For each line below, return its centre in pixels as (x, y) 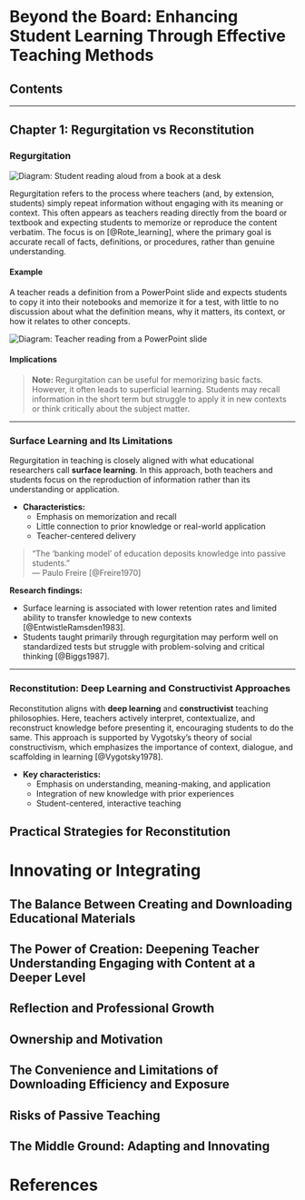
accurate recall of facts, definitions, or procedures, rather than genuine (142, 242)
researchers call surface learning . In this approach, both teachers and (141, 471)
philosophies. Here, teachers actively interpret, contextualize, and (133, 718)
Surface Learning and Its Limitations (91, 441)
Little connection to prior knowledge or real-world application (151, 526)
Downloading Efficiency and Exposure (119, 1084)
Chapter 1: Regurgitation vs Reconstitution (132, 130)
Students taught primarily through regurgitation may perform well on (150, 637)
